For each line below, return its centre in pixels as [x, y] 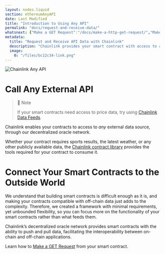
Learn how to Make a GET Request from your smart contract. [67, 247]
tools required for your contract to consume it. [52, 152]
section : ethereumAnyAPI [30, 14]
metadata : [15, 37]
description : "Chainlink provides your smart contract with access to [83, 46]
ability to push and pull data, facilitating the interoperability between [74, 232]
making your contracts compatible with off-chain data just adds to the [76, 201]
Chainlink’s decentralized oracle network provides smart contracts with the [81, 226]
